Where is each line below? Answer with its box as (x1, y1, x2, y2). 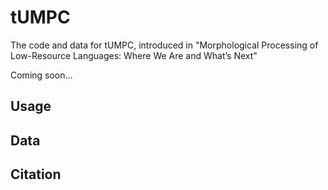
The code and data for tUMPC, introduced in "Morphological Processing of (10, 39, 319, 51)
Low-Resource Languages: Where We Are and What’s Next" (10, 49, 258, 61)
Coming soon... (10, 69, 73, 81)
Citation (10, 166, 62, 183)
